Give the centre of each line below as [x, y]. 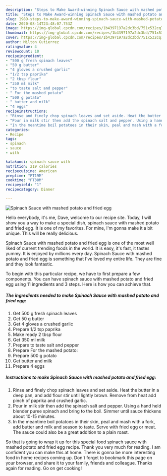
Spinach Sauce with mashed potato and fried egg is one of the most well [80, 243]
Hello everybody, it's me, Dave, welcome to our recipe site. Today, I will [78, 217]
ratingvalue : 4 [21, 47]
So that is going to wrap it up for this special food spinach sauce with [76, 442]
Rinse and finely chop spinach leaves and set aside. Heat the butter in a [86, 390]
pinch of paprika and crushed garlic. [50, 401]
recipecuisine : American [31, 171]
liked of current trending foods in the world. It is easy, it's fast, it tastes [78, 248]
